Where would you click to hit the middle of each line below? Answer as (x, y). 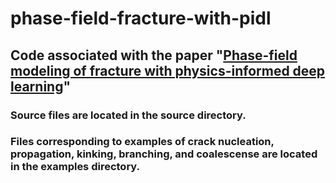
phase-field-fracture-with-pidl (141, 18)
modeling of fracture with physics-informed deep (168, 70)
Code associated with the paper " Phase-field (154, 55)
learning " (41, 86)
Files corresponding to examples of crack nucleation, (142, 142)
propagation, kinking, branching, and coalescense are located (164, 154)
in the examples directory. (75, 167)
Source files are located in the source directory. (128, 115)
